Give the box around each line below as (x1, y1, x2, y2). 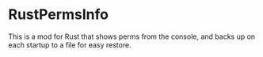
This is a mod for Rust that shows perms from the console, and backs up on (8, 32, 256, 41)
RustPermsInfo (8, 6, 109, 24)
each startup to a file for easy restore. (8, 40, 132, 49)
